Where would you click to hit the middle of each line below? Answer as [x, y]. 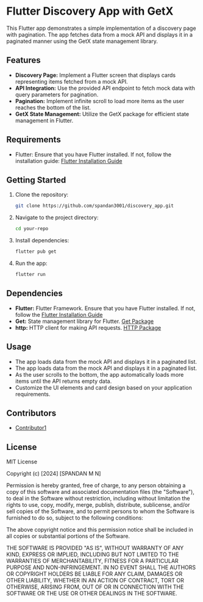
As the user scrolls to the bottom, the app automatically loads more [99, 374]
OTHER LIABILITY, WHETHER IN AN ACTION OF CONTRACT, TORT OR [95, 581]
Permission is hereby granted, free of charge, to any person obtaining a [96, 485]
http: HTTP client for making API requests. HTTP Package [88, 327]
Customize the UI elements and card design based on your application [103, 387]
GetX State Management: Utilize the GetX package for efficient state [102, 114]
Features [23, 60]
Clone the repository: [42, 195]
